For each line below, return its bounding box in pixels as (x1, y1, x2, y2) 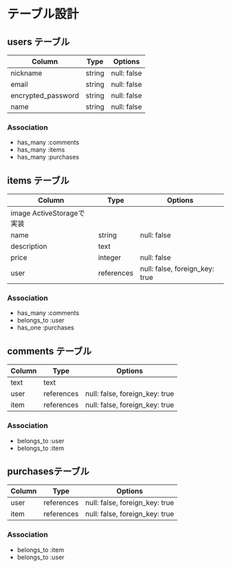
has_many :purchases (16, 153, 80, 161)
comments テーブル (7, 345, 92, 357)
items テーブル (7, 174, 70, 186)
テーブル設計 (7, 6, 79, 22)
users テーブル (7, 36, 70, 48)
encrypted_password (10, 91, 79, 100)
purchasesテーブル (7, 465, 89, 477)
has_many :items (16, 145, 65, 154)
